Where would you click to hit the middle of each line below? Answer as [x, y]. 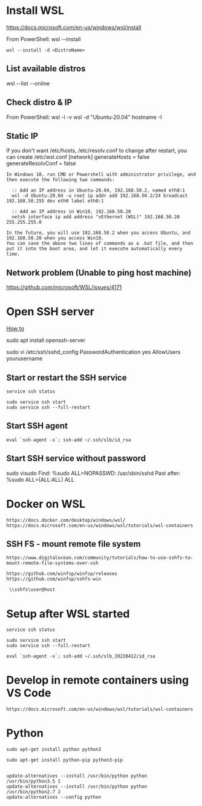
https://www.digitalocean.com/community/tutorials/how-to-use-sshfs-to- [100, 558]
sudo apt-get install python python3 [54, 750]
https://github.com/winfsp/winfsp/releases [62, 574]
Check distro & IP [39, 103]
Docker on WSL [46, 504]
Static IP [22, 136]
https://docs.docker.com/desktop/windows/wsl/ [66, 520]
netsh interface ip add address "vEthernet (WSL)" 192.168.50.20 [96, 217]
